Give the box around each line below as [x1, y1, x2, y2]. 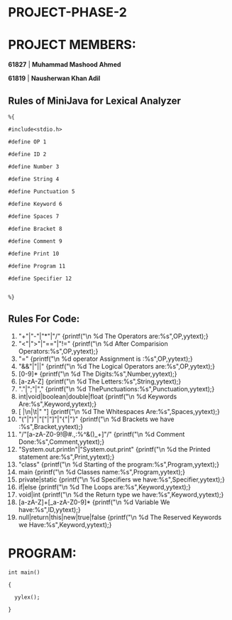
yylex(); [14, 594, 40, 601]
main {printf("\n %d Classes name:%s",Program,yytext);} [18, 467, 185, 476]
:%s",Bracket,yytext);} [18, 422, 84, 430]
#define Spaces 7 [8, 212, 60, 220]
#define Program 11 [8, 262, 66, 270]
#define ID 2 [8, 151, 47, 158]
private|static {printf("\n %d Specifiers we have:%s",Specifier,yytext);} [18, 475, 226, 484]
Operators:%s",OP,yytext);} [18, 347, 99, 355]
